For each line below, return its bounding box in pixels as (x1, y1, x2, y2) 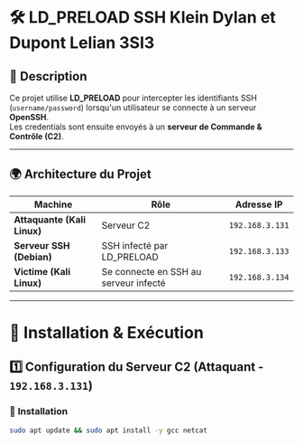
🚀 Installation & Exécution (9, 323, 205, 343)
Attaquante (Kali (14, 213, 86, 226)
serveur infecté (101, 277, 166, 289)
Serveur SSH (14, 239, 70, 251)
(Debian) (14, 250, 52, 263)
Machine (34, 198, 73, 211)
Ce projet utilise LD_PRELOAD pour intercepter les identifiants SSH (9, 92, 257, 103)
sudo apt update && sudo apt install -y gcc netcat (9, 426, 207, 435)
